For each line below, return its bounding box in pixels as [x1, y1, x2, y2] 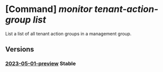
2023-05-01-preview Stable [5, 60, 76, 67]
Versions [5, 45, 34, 53]
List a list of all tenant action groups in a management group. [5, 30, 132, 36]
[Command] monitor [5, 3, 93, 15]
